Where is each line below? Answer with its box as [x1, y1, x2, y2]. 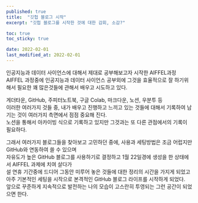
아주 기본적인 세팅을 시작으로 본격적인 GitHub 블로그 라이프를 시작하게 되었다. [6, 175, 186, 182]
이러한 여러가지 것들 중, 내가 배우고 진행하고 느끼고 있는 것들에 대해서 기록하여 [6, 104, 186, 111]
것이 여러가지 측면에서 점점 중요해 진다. [17, 111, 108, 118]
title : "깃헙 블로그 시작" [6, 14, 67, 20]
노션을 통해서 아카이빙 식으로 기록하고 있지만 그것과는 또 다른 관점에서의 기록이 [6, 118, 188, 125]
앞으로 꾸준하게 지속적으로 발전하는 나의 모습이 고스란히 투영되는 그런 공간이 [6, 183, 181, 190]
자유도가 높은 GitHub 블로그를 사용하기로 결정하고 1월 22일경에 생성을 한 [6, 153, 173, 160]
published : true [6, 8, 46, 15]
